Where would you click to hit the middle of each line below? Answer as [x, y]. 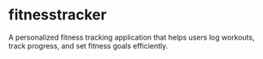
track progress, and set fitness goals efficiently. [88, 45]
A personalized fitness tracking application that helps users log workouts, [131, 37]
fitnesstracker [58, 15]
